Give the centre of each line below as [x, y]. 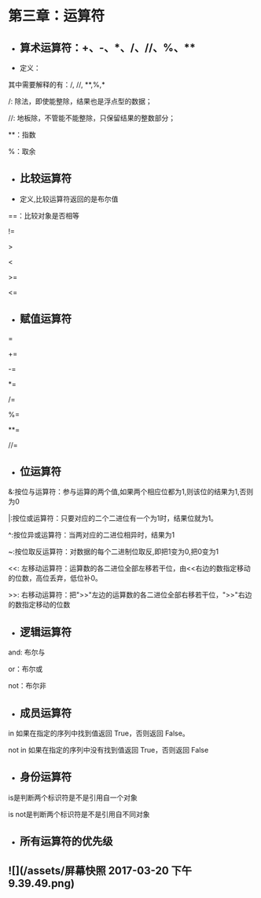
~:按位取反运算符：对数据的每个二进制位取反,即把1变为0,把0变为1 [114, 552]
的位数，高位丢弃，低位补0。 [55, 578]
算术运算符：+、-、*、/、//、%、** [107, 48]
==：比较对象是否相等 [44, 215]
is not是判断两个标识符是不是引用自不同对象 [79, 814]
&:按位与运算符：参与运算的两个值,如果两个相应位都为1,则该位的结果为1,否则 [131, 492]
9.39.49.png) [41, 883]
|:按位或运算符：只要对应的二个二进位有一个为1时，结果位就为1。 [113, 519]
